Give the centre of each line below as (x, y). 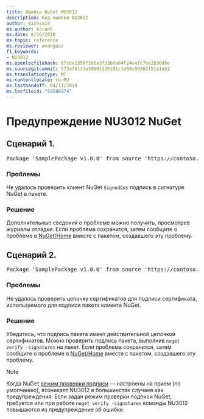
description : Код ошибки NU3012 (47, 18)
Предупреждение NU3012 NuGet (94, 122)
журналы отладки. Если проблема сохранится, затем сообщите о (92, 229)
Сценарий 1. (31, 144)
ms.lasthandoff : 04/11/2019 (42, 86)
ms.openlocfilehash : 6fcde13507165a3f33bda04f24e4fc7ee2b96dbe (88, 63)
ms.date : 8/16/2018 (31, 35)
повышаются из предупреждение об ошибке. (65, 409)
